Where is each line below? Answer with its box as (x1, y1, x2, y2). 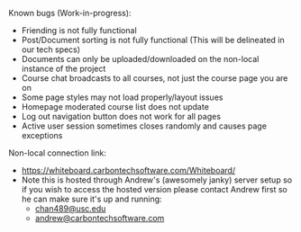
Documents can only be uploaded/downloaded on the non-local (21, 54, 260, 64)
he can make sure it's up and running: (21, 193, 163, 204)
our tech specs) (21, 44, 81, 55)
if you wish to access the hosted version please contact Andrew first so (21, 184, 287, 194)
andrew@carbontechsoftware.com (34, 213, 165, 223)
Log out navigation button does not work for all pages (21, 112, 222, 121)
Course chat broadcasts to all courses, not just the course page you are (21, 73, 288, 84)
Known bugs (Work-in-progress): (8, 8, 132, 18)
